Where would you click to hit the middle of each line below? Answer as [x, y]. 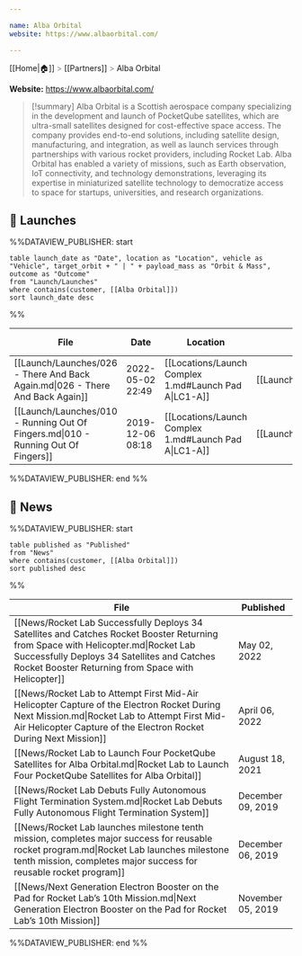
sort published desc [48, 569]
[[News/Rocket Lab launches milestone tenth [109, 827]
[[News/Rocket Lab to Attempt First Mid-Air [107, 693]
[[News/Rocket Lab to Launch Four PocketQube [115, 754]
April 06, [256, 710]
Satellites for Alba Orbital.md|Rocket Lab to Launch [121, 764]
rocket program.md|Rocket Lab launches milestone [121, 850]
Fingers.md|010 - [52, 434]
